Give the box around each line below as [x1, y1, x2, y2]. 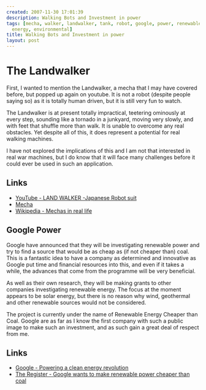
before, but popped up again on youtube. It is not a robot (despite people [6, 90, 191, 98]
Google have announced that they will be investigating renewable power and [6, 241, 200, 248]
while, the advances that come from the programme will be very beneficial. [6, 267, 196, 275]
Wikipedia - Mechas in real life [15, 207, 93, 215]
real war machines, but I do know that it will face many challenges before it [6, 153, 196, 161]
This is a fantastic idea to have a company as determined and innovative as [6, 254, 196, 261]
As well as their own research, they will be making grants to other [6, 279, 172, 286]
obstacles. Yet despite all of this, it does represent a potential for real [6, 128, 180, 136]
